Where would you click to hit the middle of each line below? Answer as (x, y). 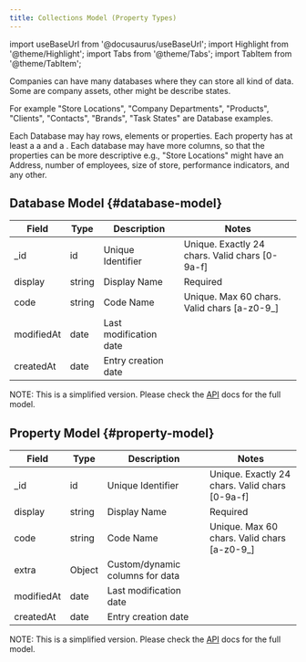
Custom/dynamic (144, 564)
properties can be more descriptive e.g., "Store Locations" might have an (147, 155)
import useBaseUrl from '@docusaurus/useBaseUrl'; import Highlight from (149, 44)
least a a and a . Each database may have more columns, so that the (138, 145)
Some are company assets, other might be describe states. (120, 90)
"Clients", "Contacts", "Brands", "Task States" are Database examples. (141, 118)
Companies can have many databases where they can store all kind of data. (152, 81)
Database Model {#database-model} (116, 203)
